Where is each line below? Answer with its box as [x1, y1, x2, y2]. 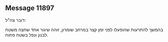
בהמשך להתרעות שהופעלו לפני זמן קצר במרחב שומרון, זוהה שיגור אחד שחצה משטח [5, 27, 163, 33]
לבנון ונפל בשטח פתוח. [5, 32, 49, 38]
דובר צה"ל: [5, 17, 26, 23]
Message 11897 [5, 4, 54, 12]
